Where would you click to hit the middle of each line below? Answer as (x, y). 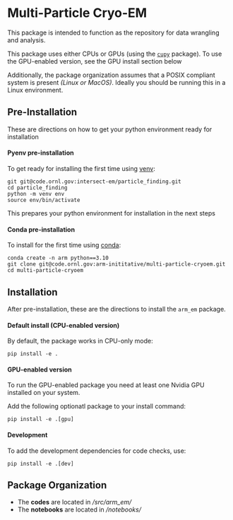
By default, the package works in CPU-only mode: (80, 341)
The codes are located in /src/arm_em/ (74, 502)
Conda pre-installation (41, 229)
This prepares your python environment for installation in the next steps (111, 213)
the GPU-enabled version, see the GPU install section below (95, 61)
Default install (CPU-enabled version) (64, 325)
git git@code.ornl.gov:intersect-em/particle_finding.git (94, 182)
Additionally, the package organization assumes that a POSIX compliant (111, 75)
